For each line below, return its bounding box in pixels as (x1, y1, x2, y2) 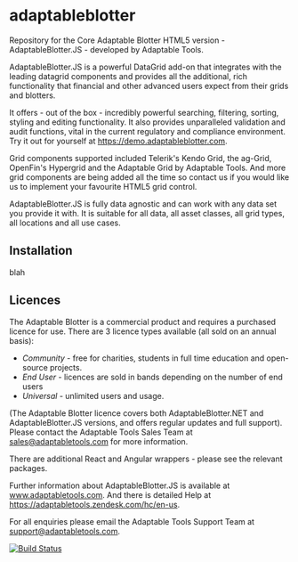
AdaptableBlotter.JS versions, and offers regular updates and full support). (9, 417, 283, 428)
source (21, 362, 49, 372)
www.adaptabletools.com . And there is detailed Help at (9, 489, 212, 500)
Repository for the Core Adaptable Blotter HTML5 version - (9, 35, 225, 45)
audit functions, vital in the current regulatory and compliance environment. (9, 126, 286, 136)
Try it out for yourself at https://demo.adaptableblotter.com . (9, 135, 229, 146)
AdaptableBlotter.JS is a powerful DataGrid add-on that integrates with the (9, 61, 282, 72)
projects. (49, 362, 83, 372)
